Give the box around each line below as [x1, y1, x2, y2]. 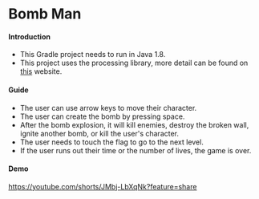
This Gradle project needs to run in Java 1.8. [19, 50, 166, 59]
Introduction [8, 31, 51, 41]
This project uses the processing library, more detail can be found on [19, 58, 249, 68]
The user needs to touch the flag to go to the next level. [19, 137, 204, 147]
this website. [19, 67, 63, 76]
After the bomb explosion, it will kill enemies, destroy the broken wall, [19, 120, 249, 129]
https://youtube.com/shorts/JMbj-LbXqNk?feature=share [8, 181, 197, 191]
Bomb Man [8, 5, 82, 23]
